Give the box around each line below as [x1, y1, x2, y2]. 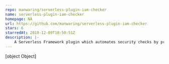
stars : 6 [5, 26, 24, 31]
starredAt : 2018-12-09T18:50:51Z [5, 30, 75, 35]
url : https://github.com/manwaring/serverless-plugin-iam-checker [5, 21, 147, 26]
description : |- [5, 35, 39, 40]
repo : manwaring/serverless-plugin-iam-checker [5, 7, 107, 12]
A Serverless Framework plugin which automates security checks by [14, 40, 158, 45]
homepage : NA [5, 16, 33, 21]
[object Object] [5, 53, 37, 59]
